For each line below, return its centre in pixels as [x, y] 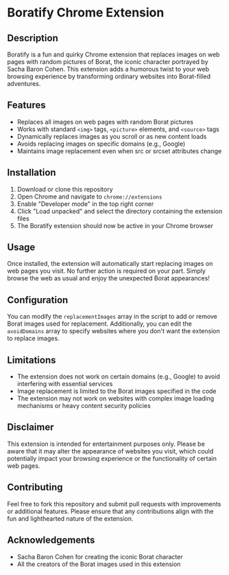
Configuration [38, 300]
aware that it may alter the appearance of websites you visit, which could [110, 451]
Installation [32, 173]
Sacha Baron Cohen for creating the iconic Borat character [100, 556]
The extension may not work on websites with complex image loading [116, 398]
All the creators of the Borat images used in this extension [99, 564]
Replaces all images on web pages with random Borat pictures [105, 122]
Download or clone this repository [65, 189]
